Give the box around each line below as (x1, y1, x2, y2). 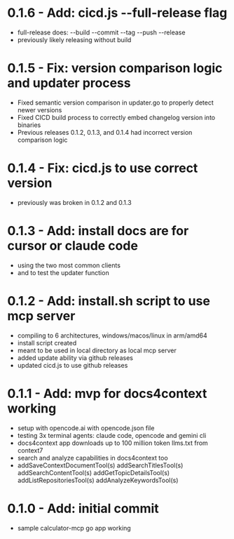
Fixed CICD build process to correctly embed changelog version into (17, 113, 216, 121)
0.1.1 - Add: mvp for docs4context (7, 385, 207, 401)
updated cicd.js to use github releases (17, 361, 128, 369)
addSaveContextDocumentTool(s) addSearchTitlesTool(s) (17, 461, 184, 470)
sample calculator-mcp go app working (17, 524, 131, 532)
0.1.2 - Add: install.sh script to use (7, 293, 210, 309)
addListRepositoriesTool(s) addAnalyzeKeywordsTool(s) (17, 476, 179, 484)
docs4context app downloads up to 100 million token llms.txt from (17, 439, 208, 447)
